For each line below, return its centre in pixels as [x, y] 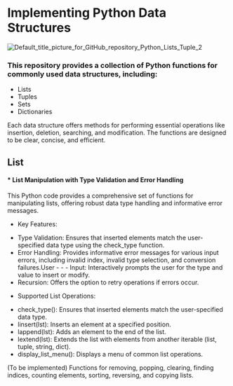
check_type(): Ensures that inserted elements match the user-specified [120, 309]
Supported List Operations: [56, 296]
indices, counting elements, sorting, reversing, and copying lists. [101, 375]
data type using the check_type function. [105, 245]
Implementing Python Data [87, 13]
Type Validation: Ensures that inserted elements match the [102, 237]
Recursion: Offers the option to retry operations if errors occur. [108, 282]
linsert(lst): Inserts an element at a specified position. [94, 324]
